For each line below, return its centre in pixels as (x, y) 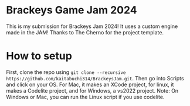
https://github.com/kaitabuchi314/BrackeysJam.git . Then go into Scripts (95, 78)
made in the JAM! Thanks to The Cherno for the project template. (85, 32)
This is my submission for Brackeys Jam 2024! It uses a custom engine (92, 26)
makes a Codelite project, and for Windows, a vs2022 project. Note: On (92, 90)
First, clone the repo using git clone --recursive (66, 72)
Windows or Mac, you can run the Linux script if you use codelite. (85, 97)
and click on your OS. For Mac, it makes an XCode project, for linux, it (90, 84)
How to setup (39, 56)
